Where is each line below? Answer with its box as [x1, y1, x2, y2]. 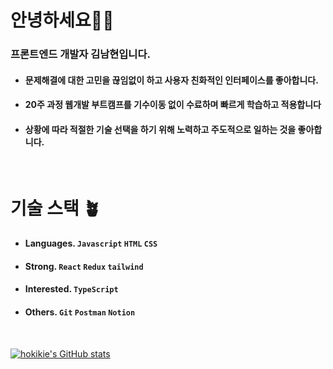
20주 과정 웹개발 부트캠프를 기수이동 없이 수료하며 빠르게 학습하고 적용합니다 [24, 99, 322, 111]
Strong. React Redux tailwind [24, 260, 144, 272]
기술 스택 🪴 [10, 197, 102, 220]
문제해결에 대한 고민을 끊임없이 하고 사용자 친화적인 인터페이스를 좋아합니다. [24, 74, 319, 86]
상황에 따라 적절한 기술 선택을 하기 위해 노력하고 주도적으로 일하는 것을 [24, 123, 297, 135]
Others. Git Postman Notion [24, 306, 136, 318]
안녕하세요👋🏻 [10, 9, 115, 32]
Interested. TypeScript [24, 283, 119, 295]
